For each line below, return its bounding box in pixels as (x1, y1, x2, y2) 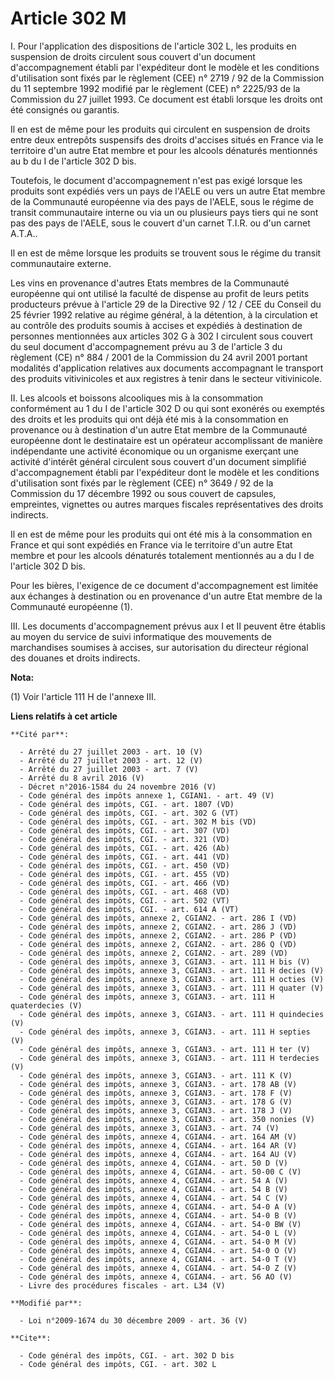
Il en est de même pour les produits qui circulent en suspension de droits (10, 123, 311, 135)
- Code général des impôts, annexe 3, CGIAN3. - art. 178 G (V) (19, 1097, 293, 1107)
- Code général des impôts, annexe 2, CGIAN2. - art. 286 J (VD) (19, 922, 298, 932)
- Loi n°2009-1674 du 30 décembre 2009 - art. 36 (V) (19, 1315, 248, 1326)
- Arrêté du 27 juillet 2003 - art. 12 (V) (19, 755, 203, 766)
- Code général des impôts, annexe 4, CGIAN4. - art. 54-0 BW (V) (19, 1219, 302, 1229)
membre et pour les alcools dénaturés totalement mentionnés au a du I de (10, 549, 315, 561)
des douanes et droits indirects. (10, 652, 141, 664)
